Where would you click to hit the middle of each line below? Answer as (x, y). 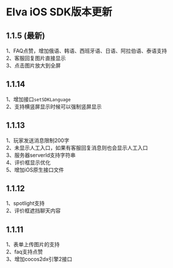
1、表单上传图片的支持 (33, 244)
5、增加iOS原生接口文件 (35, 170)
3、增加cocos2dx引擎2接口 (39, 259)
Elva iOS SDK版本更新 (59, 12)
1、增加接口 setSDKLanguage (38, 99)
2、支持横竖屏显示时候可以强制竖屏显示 (54, 106)
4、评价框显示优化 (28, 162)
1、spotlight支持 (26, 203)
